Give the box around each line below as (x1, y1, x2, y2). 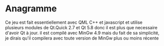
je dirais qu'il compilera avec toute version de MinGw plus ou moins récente (5, 35, 159, 41)
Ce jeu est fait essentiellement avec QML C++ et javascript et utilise (5, 19, 143, 25)
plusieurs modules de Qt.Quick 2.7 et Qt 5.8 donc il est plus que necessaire (5, 24, 158, 30)
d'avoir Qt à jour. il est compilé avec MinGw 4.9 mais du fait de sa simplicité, (5, 30, 160, 36)
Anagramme (5, 3, 57, 14)
